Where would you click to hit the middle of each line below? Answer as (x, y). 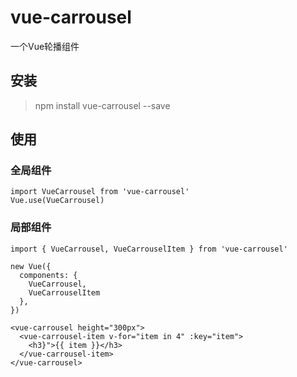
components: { (48, 275)
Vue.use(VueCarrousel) (57, 201)
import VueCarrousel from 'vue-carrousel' (100, 192)
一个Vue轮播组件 (45, 46)
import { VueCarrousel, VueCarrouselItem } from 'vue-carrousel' (149, 249)
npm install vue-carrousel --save (102, 105)
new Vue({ (31, 266)
